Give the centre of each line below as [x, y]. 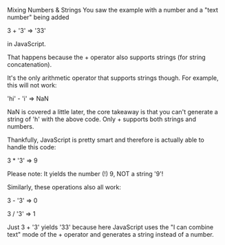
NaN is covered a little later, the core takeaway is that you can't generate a [112, 112]
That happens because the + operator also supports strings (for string [107, 57]
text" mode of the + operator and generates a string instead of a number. [111, 234]
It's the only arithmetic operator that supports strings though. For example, [113, 78]
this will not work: [32, 85]
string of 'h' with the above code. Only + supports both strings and [101, 119]
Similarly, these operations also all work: [64, 187]
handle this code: [32, 147]
